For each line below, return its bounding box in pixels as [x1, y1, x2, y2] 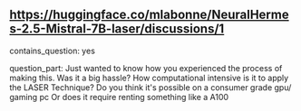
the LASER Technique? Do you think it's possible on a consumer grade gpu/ [9, 81, 292, 93]
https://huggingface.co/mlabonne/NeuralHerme [9, 7, 289, 23]
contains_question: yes [9, 45, 95, 56]
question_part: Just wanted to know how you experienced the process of [9, 62, 283, 73]
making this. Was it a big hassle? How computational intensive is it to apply [9, 72, 289, 83]
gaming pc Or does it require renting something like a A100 [9, 91, 229, 102]
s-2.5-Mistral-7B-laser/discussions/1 [9, 22, 225, 37]
